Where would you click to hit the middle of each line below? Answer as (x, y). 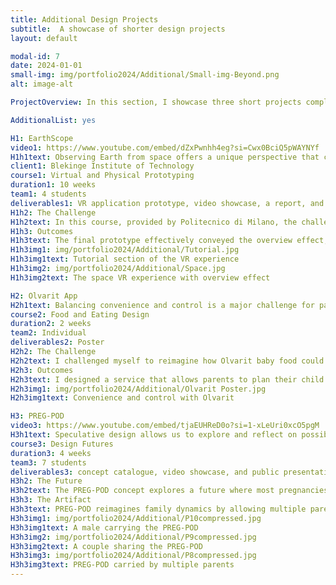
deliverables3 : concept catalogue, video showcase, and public (145, 472)
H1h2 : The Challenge (53, 212)
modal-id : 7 (35, 56)
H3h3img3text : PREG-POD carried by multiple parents (122, 565)
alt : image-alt (42, 84)
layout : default (44, 38)
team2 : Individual (48, 333)
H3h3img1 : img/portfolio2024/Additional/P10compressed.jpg (136, 518)
